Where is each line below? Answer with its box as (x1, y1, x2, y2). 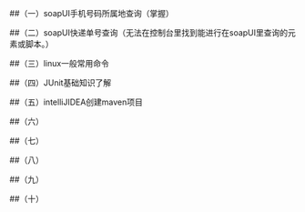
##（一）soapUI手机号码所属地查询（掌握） (9, 8, 175, 18)
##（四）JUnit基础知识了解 (9, 77, 112, 88)
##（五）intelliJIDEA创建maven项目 (9, 96, 144, 107)
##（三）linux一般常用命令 (9, 58, 109, 68)
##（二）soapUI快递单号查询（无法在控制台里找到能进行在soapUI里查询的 (9, 27, 289, 38)
